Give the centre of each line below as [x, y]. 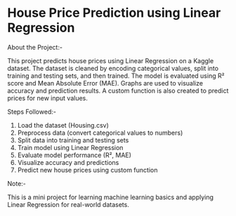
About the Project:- [35, 47]
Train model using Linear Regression [70, 147]
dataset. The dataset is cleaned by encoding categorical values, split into [113, 68]
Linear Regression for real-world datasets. [68, 204]
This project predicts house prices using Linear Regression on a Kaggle [111, 60]
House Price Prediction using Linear [114, 13]
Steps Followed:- [32, 112]
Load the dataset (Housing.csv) [63, 125]
